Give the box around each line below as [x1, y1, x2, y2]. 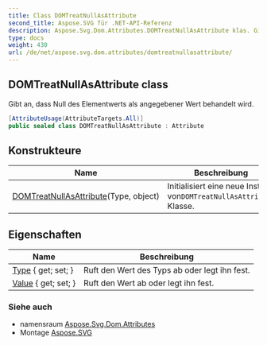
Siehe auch [8, 301, 53, 312]
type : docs [8, 33, 44, 42]
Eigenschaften [8, 227, 82, 241]
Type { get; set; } [12, 265, 74, 276]
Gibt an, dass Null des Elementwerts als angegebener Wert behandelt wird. [8, 99, 254, 108]
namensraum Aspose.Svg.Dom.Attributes [19, 320, 156, 329]
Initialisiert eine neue [167, 180, 245, 192]
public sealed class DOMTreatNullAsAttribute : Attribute [8, 122, 204, 130]
